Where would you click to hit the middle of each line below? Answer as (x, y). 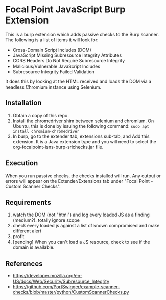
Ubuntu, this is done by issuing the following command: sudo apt (81, 126)
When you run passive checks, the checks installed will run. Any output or (83, 176)
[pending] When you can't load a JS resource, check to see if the (81, 242)
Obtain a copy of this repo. (41, 115)
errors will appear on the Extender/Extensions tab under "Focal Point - (79, 181)
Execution (22, 163)
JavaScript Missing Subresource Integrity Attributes (67, 55)
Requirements (28, 202)
